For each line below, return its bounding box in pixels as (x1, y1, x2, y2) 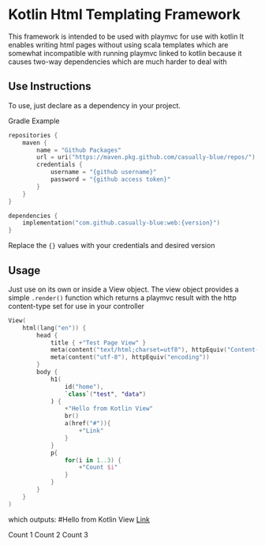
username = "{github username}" (50, 168, 157, 176)
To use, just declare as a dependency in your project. (8, 100, 181, 110)
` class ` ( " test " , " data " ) (64, 390, 147, 398)
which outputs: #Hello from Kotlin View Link (8, 514, 151, 524)
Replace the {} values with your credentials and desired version (8, 241, 215, 250)
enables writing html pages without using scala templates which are (8, 40, 229, 49)
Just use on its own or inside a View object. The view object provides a (8, 284, 239, 294)
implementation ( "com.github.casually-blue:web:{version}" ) (22, 219, 221, 227)
